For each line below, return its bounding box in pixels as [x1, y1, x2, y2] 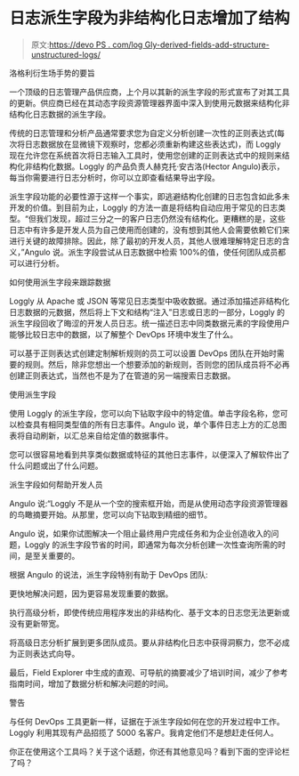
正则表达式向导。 [16, 648, 80, 659]
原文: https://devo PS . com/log [30, 39, 143, 50]
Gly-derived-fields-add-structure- [144, 39, 270, 50]
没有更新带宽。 [9, 618, 64, 628]
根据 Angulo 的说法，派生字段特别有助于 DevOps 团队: [9, 569, 208, 579]
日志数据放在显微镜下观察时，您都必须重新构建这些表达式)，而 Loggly [24, 139, 281, 150]
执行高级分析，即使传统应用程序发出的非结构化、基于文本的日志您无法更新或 [9, 607, 290, 618]
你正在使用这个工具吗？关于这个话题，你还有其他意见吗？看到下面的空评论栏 [9, 746, 290, 756]
